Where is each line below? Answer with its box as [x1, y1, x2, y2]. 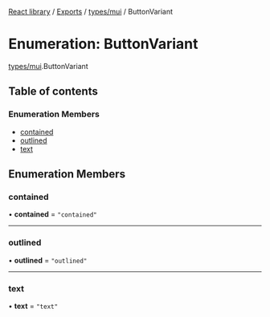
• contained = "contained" [8, 209, 98, 219]
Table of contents [8, 84, 98, 99]
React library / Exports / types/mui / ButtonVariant [8, 7, 174, 16]
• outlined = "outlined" [8, 255, 88, 265]
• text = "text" [8, 301, 59, 311]
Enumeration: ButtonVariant [8, 35, 198, 53]
